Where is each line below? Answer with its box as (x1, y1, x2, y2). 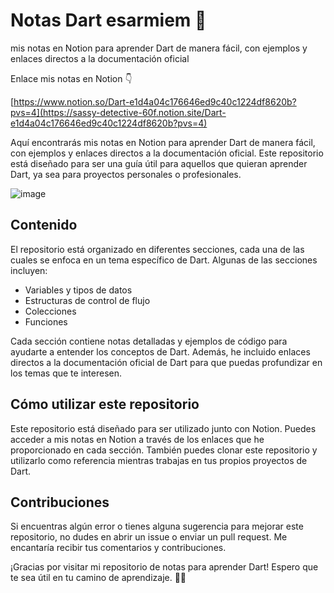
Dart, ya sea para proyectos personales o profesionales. (10, 168, 242, 180)
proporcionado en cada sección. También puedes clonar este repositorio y (10, 444, 318, 456)
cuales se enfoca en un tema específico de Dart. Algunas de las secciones (10, 254, 318, 266)
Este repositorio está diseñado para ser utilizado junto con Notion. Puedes (10, 422, 317, 434)
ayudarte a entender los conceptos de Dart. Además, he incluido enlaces (10, 345, 311, 358)
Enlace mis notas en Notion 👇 (10, 72, 133, 84)
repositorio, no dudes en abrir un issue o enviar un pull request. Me (10, 531, 288, 543)
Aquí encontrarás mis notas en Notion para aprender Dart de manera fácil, (10, 136, 316, 148)
